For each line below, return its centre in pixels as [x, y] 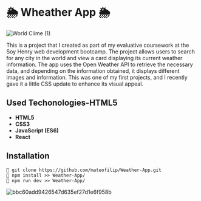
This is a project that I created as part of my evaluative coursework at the [98, 45]
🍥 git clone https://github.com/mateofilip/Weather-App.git [84, 170]
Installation [28, 156]
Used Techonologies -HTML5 [62, 103]
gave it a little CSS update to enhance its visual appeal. [75, 84]
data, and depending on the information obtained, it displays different [93, 70]
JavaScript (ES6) [37, 130]
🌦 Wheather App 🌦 [58, 12]
